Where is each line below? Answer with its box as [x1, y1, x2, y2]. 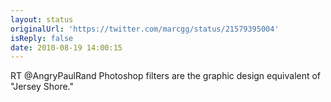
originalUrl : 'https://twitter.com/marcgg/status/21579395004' [10, 24, 280, 34]
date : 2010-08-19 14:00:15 [10, 42, 123, 53]
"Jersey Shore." [10, 81, 74, 93]
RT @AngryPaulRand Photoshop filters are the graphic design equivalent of [10, 70, 322, 82]
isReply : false [10, 33, 74, 43]
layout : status [10, 14, 74, 25]
